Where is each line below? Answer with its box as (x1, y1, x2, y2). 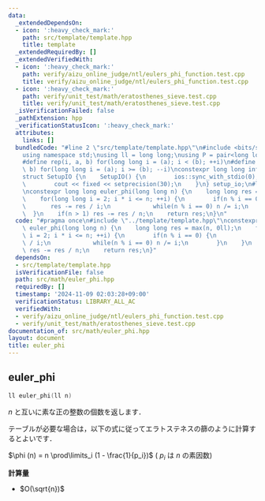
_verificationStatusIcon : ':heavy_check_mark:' (15, 122, 175, 129)
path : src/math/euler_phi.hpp (15, 275, 114, 284)
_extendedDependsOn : (15, 19, 83, 27)
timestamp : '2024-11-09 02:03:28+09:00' (15, 290, 150, 298)
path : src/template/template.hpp (22, 33, 132, 42)
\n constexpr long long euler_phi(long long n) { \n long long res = (22, 187, 259, 196)
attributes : (15, 129, 55, 136)
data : (8, 11, 26, 20)
